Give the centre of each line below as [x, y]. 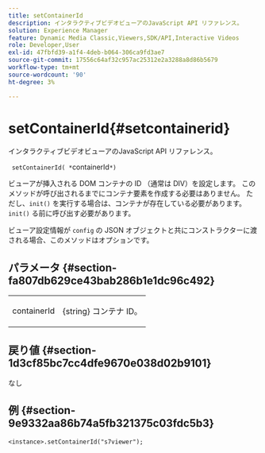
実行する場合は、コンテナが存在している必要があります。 [153, 203]
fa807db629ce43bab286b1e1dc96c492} [112, 280]
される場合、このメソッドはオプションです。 [81, 240]
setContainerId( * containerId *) [64, 167]
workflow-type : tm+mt [44, 68]
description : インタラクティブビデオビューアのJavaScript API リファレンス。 [126, 23]
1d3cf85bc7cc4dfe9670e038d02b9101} [110, 363]
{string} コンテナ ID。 [102, 312]
